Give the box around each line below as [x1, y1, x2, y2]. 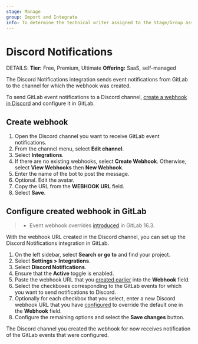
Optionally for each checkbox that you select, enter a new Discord [14, 294, 176, 302]
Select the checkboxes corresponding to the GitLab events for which [14, 282, 181, 289]
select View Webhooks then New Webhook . [14, 164, 124, 171]
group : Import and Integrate [6, 14, 78, 20]
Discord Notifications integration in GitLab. [6, 240, 110, 247]
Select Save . [14, 189, 46, 196]
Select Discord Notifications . [14, 263, 87, 270]
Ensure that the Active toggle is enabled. [14, 270, 114, 277]
